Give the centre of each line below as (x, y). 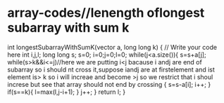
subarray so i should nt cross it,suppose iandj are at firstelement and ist (111, 69)
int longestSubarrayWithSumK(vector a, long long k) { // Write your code (112, 47)
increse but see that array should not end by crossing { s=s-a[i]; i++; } (109, 84)
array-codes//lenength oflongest (106, 13)
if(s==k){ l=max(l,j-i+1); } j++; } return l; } (66, 92)
